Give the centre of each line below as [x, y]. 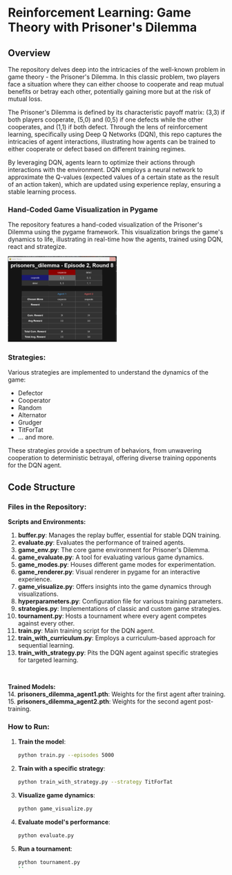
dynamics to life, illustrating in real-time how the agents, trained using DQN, [116, 239]
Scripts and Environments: [47, 522]
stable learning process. [42, 192]
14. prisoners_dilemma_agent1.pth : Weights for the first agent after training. [117, 694]
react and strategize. [37, 247]
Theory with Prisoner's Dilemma [103, 27]
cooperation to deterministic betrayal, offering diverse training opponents [112, 458]
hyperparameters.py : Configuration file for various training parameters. [120, 601]
